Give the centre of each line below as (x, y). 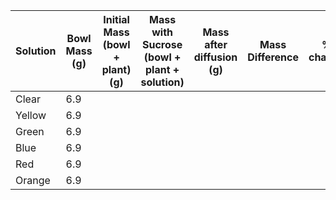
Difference (273, 57)
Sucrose (162, 44)
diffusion (215, 57)
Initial (116, 19)
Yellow (31, 115)
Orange (33, 180)
